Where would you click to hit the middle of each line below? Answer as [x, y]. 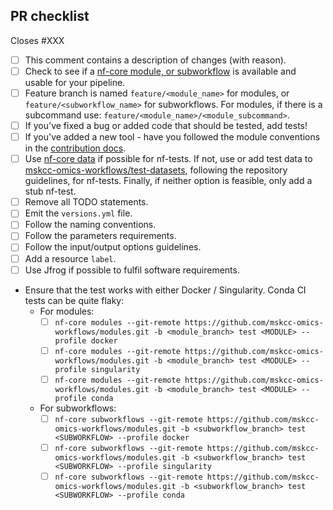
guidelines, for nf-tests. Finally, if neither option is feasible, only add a [168, 181]
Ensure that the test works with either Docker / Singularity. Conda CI [165, 290]
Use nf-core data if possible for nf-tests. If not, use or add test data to [168, 159]
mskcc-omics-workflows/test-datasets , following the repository [156, 170]
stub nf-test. [50, 191]
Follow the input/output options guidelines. [113, 247]
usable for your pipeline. [75, 82]
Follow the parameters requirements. [100, 236]
